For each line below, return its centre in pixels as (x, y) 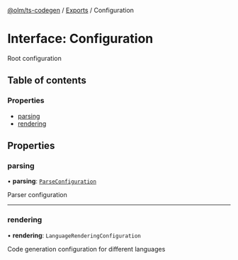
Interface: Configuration (80, 39)
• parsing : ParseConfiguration (52, 181)
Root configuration (34, 58)
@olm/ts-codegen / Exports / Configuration (71, 10)
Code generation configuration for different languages (86, 249)
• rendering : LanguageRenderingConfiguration (74, 235)
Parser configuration (37, 195)
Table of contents (47, 81)
